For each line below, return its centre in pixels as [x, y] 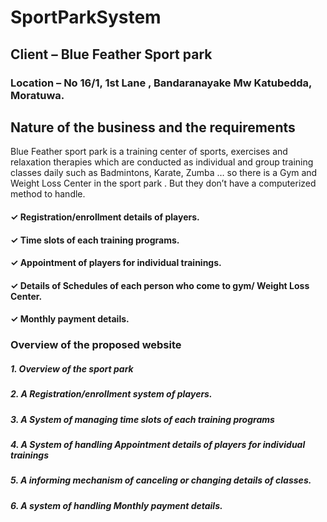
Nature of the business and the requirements [153, 127]
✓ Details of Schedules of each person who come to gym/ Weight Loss [160, 285]
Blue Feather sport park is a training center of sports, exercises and [149, 152]
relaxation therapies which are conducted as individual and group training [162, 162]
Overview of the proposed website [96, 345]
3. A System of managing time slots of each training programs [142, 419]
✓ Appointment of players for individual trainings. [116, 263]
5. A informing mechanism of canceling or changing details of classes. [161, 480]
